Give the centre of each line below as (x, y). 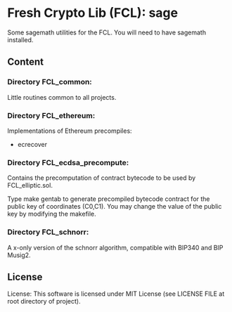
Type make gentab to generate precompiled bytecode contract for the (109, 199)
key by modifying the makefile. (52, 214)
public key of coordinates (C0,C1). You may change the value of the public (115, 207)
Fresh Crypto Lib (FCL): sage (92, 13)
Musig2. (19, 255)
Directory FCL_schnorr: (48, 232)
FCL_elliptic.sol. (30, 186)
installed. (20, 39)
